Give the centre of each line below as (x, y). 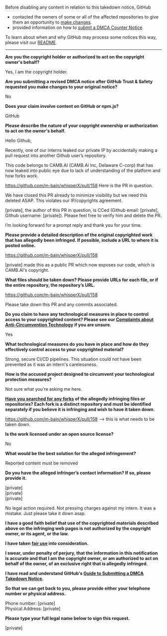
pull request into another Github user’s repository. (56, 155)
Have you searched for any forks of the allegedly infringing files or (75, 399)
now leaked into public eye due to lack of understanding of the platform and (83, 170)
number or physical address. (36, 594)
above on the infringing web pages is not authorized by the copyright (78, 528)
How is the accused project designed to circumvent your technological (80, 374)
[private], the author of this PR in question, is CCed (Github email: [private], (82, 210)
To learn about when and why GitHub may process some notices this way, (81, 37)
